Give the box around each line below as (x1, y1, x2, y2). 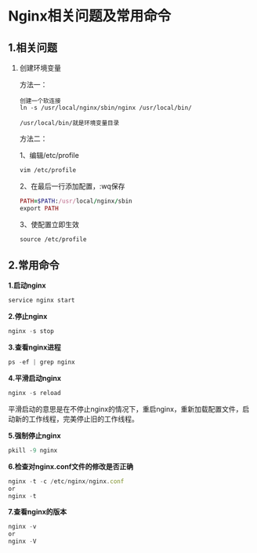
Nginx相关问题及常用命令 (8, 7, 172, 25)
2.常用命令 (8, 258, 60, 272)
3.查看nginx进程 (8, 342, 61, 352)
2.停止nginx (8, 312, 48, 321)
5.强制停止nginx (8, 430, 61, 440)
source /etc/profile (19, 235, 87, 244)
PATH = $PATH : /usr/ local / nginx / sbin (19, 197, 132, 205)
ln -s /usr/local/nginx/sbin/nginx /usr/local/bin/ (19, 104, 192, 112)
